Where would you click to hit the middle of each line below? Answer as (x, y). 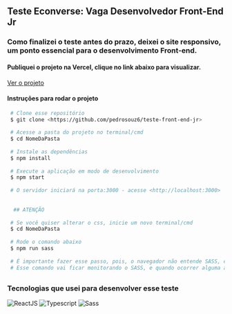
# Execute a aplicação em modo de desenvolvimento (84, 171)
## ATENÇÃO (29, 210)
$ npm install (30, 158)
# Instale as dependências (49, 152)
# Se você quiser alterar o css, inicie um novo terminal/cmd (101, 223)
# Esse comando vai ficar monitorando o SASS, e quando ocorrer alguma (115, 268)
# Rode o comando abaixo (46, 242)
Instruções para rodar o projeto (53, 98)
